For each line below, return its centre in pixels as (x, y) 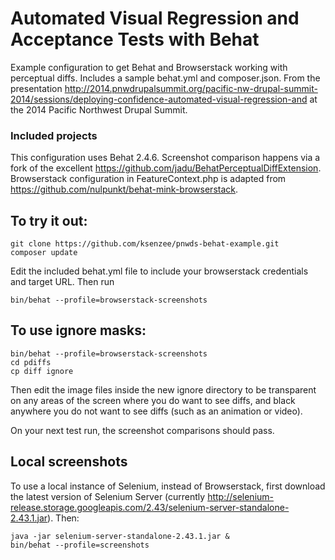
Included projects (54, 135)
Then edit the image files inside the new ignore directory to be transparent (163, 389)
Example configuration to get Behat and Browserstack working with (149, 67)
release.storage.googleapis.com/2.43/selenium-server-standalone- (150, 507)
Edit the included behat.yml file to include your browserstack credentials (159, 271)
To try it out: (49, 220)
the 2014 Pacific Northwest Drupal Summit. (99, 109)
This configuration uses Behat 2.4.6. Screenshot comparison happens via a (165, 158)
